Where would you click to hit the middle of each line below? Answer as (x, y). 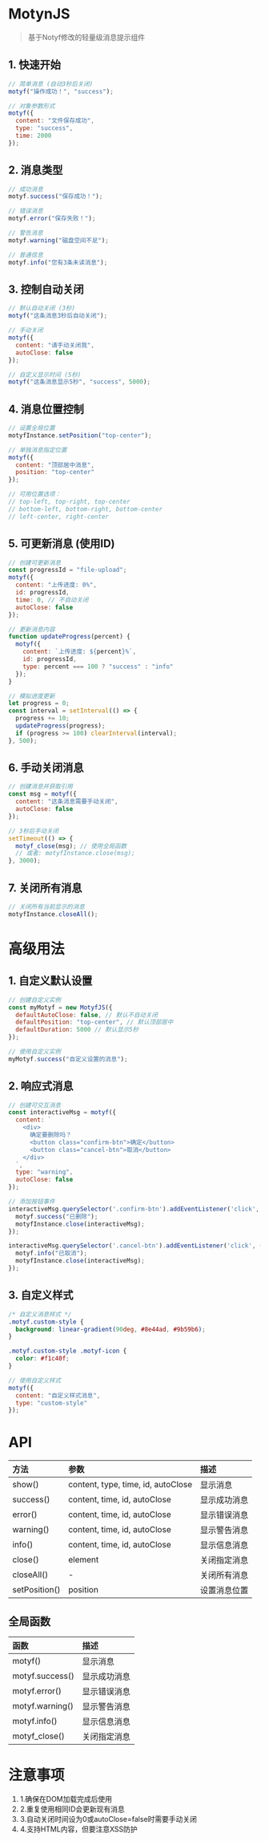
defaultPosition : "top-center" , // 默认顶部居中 (94, 1022)
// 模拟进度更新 (32, 696)
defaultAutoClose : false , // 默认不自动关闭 (87, 1015)
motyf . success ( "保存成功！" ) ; (56, 197)
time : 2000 (34, 136)
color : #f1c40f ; (42, 1359)
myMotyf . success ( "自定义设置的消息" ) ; (68, 1059)
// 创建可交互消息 (35, 1105)
